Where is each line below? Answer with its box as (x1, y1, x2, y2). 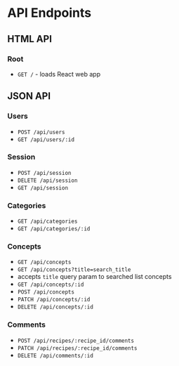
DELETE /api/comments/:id (17, 352, 93, 359)
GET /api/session (17, 184, 69, 191)
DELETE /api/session (17, 177, 78, 184)
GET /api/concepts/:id (17, 281, 84, 289)
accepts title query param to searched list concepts (17, 273, 172, 281)
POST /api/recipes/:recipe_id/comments (17, 337, 135, 344)
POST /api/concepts (17, 289, 75, 296)
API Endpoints (7, 5, 92, 21)
